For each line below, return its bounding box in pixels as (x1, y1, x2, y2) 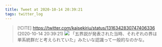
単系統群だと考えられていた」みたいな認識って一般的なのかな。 (17, 37, 147, 43)
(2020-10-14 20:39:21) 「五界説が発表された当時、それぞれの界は (17, 31, 157, 36)
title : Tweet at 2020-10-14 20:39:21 (5, 7, 83, 12)
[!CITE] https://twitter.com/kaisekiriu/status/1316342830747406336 (17, 25, 155, 31)
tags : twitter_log (5, 12, 43, 16)
